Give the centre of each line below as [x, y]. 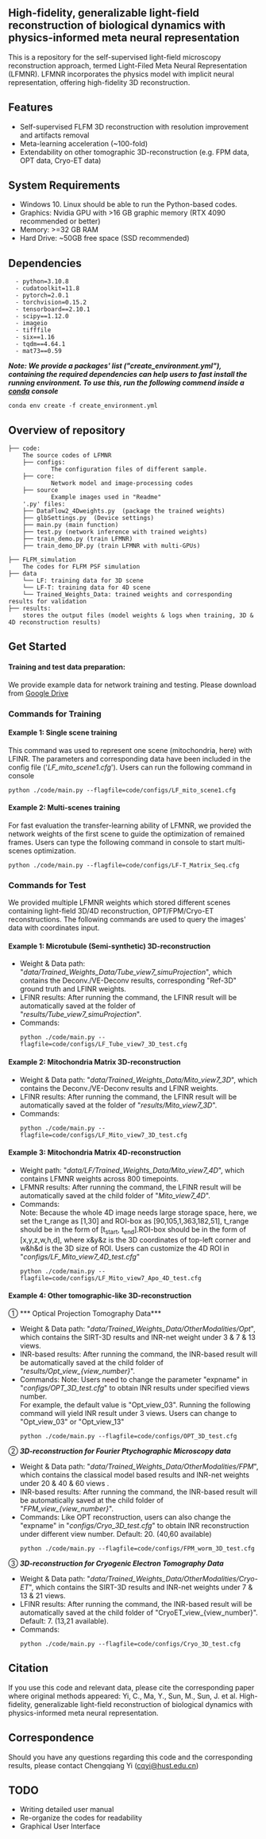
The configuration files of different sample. [129, 469]
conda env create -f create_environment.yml [83, 406]
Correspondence [51, 1738]
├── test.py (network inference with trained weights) [115, 532]
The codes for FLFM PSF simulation [81, 567]
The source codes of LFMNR [67, 456]
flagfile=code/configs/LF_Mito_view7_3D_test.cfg [104, 1135]
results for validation [48, 602]
